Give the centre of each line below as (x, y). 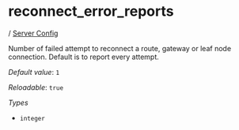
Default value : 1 (34, 72)
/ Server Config (33, 33)
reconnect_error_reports (91, 11)
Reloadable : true (36, 87)
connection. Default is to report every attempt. (84, 57)
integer (32, 118)
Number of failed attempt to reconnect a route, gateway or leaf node (120, 48)
